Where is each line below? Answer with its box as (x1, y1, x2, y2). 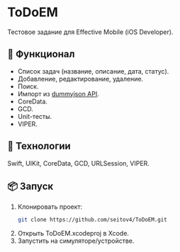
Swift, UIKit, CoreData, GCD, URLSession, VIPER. (7, 159, 150, 167)
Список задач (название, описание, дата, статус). (17, 67, 169, 75)
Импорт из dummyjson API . (17, 89, 99, 98)
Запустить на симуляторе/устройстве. (17, 236, 135, 245)
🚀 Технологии (7, 140, 71, 152)
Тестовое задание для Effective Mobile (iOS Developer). (7, 28, 174, 36)
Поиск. (17, 82, 39, 91)
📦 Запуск (7, 180, 54, 192)
